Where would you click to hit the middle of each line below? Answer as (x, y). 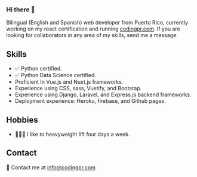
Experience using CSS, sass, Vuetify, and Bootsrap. (78, 89)
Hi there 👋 (21, 10)
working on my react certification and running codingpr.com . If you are (93, 29)
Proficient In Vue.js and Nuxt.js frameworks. (69, 82)
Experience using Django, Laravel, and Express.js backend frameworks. (103, 94)
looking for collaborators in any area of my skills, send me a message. (92, 35)
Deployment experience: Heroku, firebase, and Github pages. (90, 101)
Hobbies (22, 120)
